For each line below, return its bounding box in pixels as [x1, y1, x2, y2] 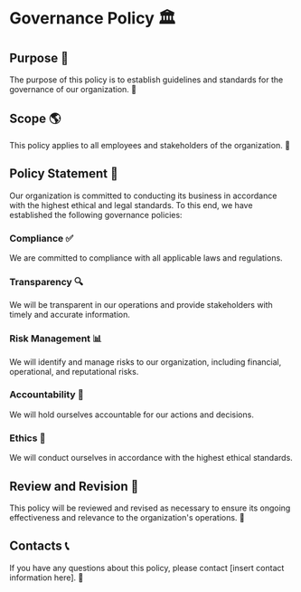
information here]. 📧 [9, 572, 84, 583]
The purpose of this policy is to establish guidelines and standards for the [9, 74, 284, 85]
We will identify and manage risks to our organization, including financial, [9, 356, 282, 368]
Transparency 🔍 [9, 275, 84, 288]
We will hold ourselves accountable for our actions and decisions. [9, 409, 255, 420]
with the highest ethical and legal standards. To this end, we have [9, 199, 253, 210]
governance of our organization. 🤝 [9, 84, 137, 94]
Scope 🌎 [9, 111, 61, 127]
